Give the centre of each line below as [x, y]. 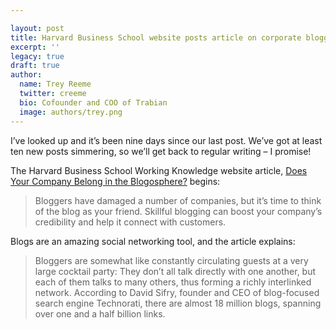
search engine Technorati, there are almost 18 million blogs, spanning [178, 303]
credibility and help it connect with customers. [130, 222]
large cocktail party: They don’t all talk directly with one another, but [175, 271]
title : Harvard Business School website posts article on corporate [156, 37]
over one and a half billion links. [100, 313]
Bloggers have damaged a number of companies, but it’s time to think [178, 200]
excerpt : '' [35, 47]
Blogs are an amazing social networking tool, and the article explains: [153, 241]
